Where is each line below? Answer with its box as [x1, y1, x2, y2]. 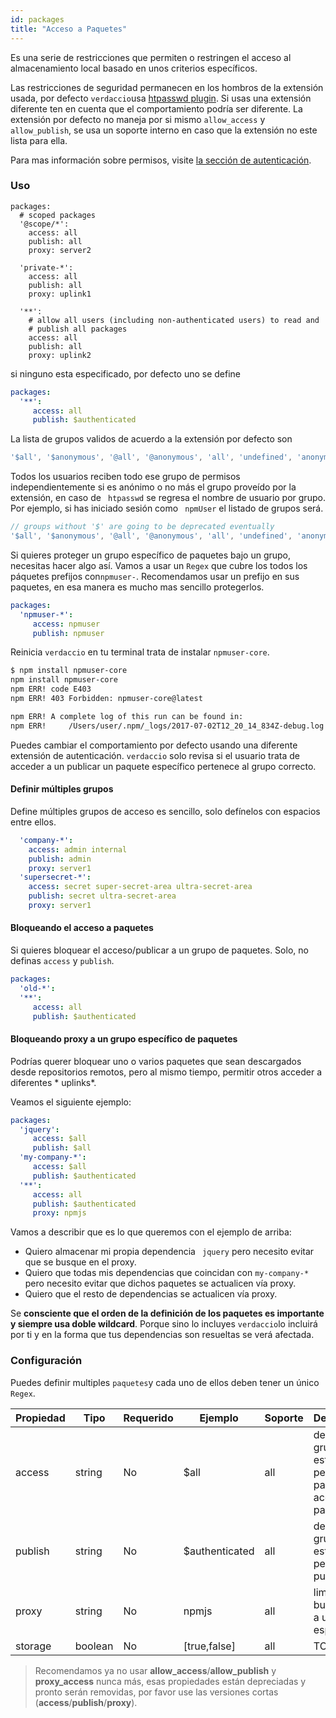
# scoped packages [19, 210, 97, 220]
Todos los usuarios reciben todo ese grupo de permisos [10, 471, 241, 483]
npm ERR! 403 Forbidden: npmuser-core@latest [10, 694, 203, 704]
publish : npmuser [32, 628, 105, 638]
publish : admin [28, 854, 92, 864]
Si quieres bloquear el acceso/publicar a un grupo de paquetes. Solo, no [10, 944, 309, 956]
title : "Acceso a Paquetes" [10, 24, 128, 34]
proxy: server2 [28, 245, 92, 255]
